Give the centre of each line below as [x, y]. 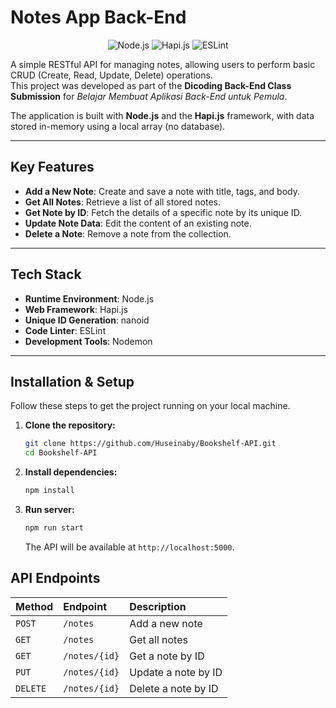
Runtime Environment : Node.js [89, 298]
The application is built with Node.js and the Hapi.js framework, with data [162, 115]
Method [34, 606]
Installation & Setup [72, 381]
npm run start [54, 528]
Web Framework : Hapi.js [76, 309]
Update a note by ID [176, 672]
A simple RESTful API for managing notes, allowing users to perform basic [163, 64]
